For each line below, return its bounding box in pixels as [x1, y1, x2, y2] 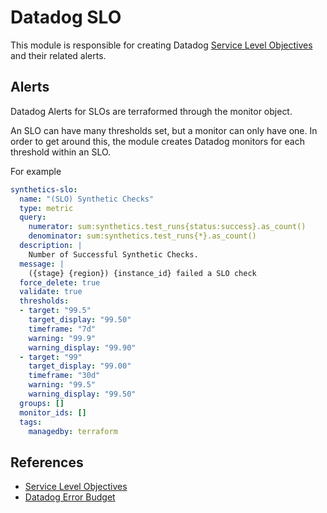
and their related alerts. [10, 49, 107, 61]
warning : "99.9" [28, 333, 97, 343]
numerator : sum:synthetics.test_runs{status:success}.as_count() [28, 222, 307, 232]
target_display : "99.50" [28, 315, 132, 325]
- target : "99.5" [19, 306, 92, 316]
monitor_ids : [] [19, 407, 87, 418]
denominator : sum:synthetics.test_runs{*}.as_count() [28, 231, 257, 241]
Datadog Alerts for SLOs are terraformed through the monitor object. [10, 105, 293, 117]
